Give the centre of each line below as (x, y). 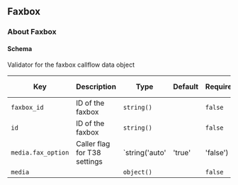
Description (96, 86)
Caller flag (93, 143)
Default (186, 86)
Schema (20, 48)
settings (89, 161)
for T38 (88, 152)
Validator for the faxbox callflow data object (71, 65)
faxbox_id (27, 107)
